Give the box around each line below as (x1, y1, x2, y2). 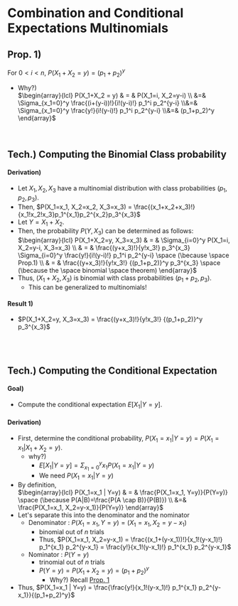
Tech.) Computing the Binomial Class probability (7, 148, 227, 161)
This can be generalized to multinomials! (28, 283, 147, 292)
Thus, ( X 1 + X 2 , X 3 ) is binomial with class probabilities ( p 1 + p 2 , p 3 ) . (17, 274, 212, 284)
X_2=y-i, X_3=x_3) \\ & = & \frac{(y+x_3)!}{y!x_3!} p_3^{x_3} (17, 244, 190, 252)
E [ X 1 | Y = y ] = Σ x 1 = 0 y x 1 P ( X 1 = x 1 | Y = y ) (38, 460, 155, 472)
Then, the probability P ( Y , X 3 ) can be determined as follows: (17, 227, 194, 237)
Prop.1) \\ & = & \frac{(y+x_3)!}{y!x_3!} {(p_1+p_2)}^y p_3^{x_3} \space (17, 259, 221, 267)
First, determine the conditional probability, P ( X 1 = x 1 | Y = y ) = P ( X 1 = (17, 433, 220, 444)
